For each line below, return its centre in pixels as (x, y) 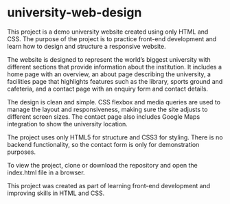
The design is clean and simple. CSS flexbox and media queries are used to (114, 102)
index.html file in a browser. (46, 172)
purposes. (22, 152)
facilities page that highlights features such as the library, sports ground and (115, 81)
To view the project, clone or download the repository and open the (102, 165)
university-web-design (74, 13)
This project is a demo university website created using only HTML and (108, 32)
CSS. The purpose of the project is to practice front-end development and (112, 38)
